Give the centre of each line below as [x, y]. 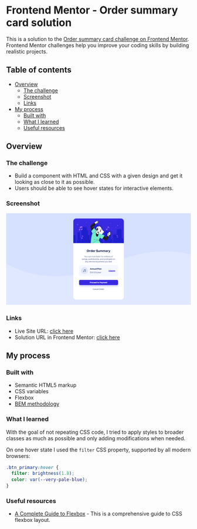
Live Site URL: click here [44, 331]
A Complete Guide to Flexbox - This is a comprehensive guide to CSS [98, 514]
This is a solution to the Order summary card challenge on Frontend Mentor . [98, 39]
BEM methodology [37, 404]
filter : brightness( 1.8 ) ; [43, 474]
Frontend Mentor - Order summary [92, 10]
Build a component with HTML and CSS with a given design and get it [98, 176]
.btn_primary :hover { [33, 467]
